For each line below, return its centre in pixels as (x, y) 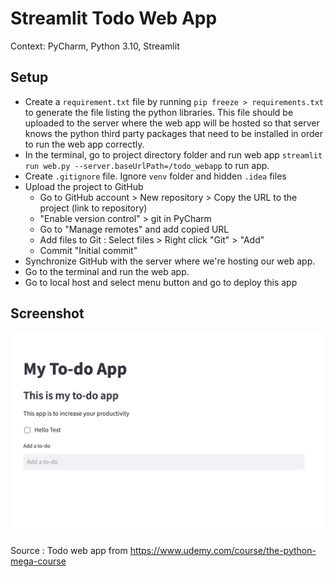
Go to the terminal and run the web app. (107, 271)
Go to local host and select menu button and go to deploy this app (161, 282)
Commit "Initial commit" (88, 250)
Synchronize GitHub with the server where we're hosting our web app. (170, 261)
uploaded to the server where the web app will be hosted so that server (172, 123)
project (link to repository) (93, 208)
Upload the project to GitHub (84, 186)
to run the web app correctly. (84, 144)
